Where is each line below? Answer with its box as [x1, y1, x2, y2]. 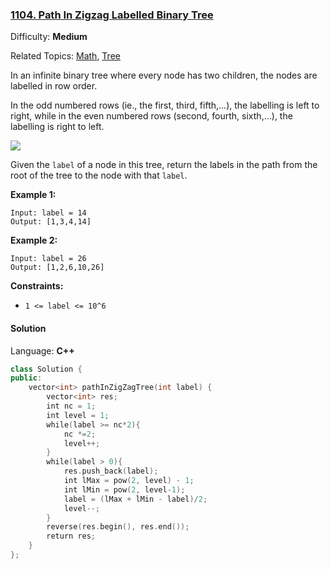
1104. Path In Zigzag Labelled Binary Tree [10, 8, 214, 22]
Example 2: [10, 234, 58, 247]
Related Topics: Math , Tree [10, 50, 121, 62]
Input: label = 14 [10, 208, 87, 218]
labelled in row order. [10, 80, 98, 92]
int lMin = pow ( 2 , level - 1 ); [63, 484, 186, 495]
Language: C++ [10, 344, 75, 357]
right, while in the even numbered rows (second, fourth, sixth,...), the [10, 110, 293, 122]
